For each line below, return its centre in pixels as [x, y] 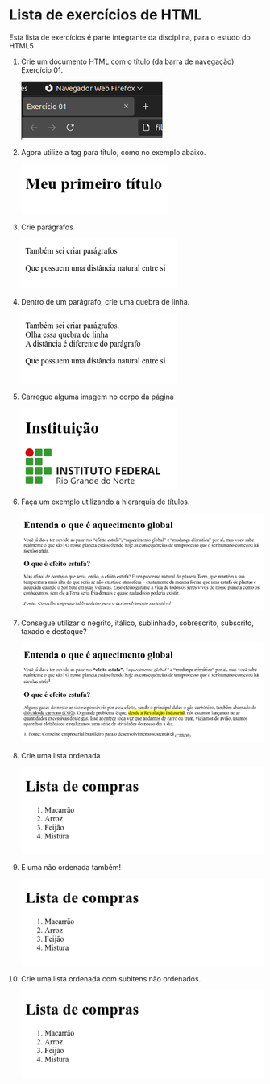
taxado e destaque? [54, 632]
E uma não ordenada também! [71, 867]
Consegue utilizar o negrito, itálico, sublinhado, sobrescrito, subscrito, [137, 623]
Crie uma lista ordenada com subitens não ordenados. [111, 978]
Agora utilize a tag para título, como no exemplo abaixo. [113, 152]
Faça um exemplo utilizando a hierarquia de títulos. [105, 502]
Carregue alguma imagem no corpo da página [97, 397]
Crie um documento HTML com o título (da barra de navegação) [127, 61]
